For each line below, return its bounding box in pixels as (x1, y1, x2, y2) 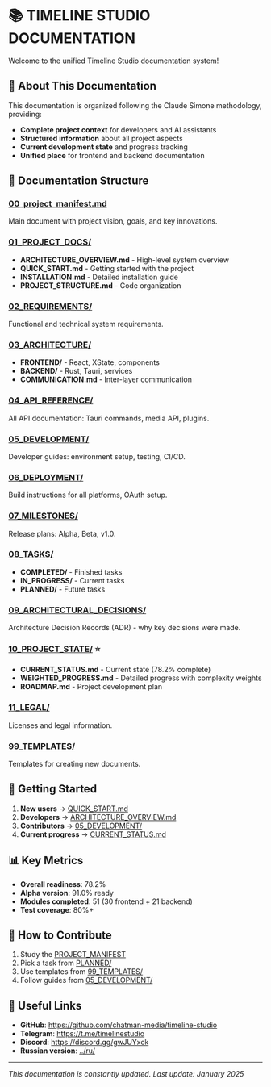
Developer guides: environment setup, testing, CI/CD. (8, 451, 186, 461)
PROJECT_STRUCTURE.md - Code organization (19, 280, 181, 291)
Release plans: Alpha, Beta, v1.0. (8, 529, 116, 538)
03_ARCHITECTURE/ (8, 339, 92, 350)
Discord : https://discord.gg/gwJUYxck (19, 1038, 149, 1047)
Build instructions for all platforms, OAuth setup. (8, 490, 168, 500)
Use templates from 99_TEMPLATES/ (19, 967, 144, 976)
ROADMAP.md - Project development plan (19, 682, 163, 692)
